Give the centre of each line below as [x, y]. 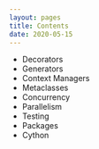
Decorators [42, 60]
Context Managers [56, 79]
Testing [36, 116]
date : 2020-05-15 [41, 34]
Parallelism [42, 107]
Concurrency [46, 97]
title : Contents [39, 26]
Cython [35, 136]
